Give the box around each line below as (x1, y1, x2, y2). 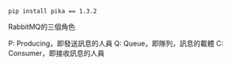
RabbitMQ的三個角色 (8, 22, 76, 31)
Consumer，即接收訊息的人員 (8, 49, 105, 58)
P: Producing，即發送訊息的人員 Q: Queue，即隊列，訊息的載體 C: (8, 39, 224, 48)
